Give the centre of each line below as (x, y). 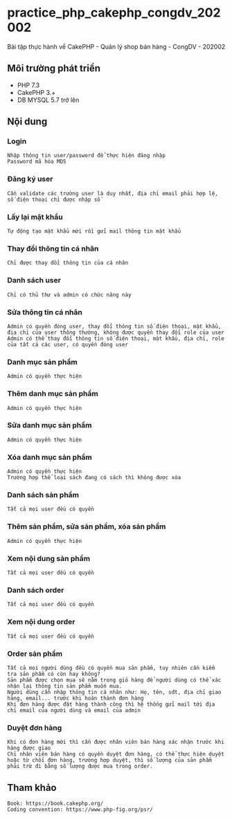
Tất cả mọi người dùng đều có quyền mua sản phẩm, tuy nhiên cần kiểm (111, 668)
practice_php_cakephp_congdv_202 (114, 13)
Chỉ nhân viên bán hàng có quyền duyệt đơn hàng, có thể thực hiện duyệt (116, 754)
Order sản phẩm (35, 654)
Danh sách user (34, 280)
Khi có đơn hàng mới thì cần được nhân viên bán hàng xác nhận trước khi (116, 742)
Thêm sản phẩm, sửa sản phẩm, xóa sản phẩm (87, 526)
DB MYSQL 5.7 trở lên (48, 100)
